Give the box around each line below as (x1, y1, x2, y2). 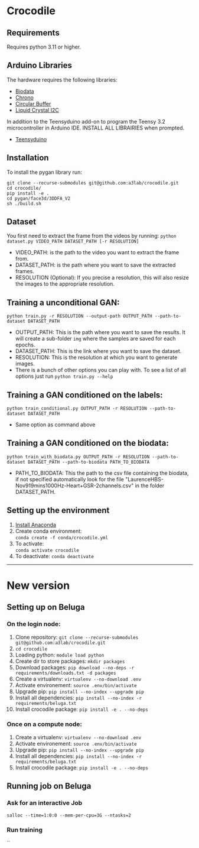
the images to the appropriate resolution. (15, 280, 115, 287)
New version (6, 578, 70, 592)
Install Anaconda (15, 521, 57, 528)
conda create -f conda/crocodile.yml (15, 535, 109, 540)
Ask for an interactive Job (6, 799, 83, 807)
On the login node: (6, 620, 61, 628)
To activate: (15, 540, 44, 547)
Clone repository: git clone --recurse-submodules (15, 633, 139, 640)
